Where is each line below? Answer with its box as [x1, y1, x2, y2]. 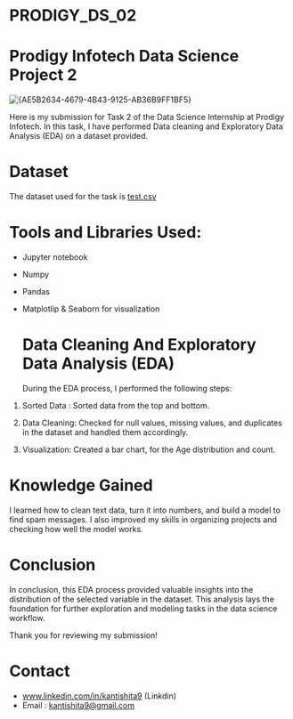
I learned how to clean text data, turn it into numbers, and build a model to [9, 505, 281, 515]
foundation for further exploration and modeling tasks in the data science [9, 602, 278, 614]
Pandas [21, 287, 51, 296]
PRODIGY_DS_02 [9, 5, 137, 26]
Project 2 [9, 65, 77, 85]
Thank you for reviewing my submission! [9, 629, 159, 641]
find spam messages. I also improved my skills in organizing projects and [9, 513, 278, 525]
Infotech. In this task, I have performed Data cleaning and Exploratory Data [9, 121, 283, 132]
